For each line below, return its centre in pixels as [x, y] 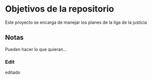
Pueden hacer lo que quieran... [36, 49]
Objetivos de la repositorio [60, 9]
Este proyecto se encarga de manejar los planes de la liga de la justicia [76, 22]
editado [13, 72]
